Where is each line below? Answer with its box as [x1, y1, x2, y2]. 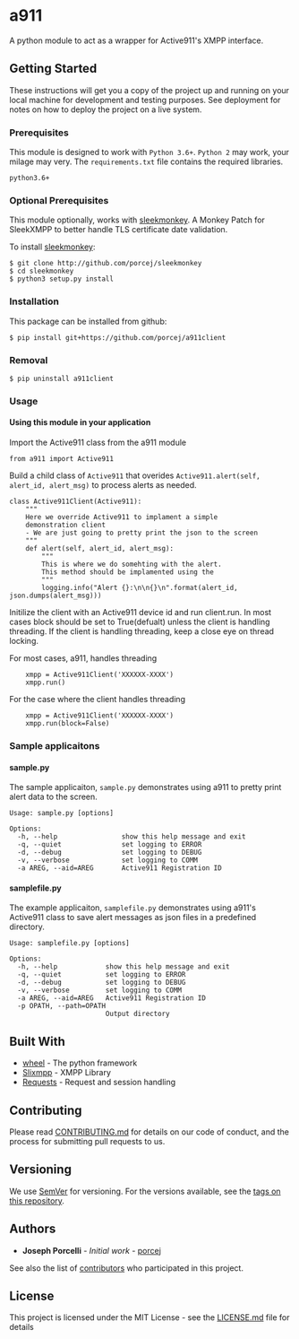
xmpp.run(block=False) [25, 719, 110, 728]
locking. [9, 636, 38, 647]
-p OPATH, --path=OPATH [17, 1002, 106, 1011]
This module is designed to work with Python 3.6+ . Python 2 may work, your [9, 147, 289, 158]
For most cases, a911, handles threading [9, 653, 158, 664]
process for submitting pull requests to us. [9, 1136, 166, 1147]
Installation [9, 295, 60, 308]
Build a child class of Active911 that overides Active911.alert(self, [9, 470, 261, 481]
